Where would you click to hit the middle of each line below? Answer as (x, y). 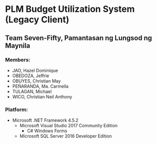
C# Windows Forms (47, 131)
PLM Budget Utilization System (70, 9)
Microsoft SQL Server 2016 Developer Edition (66, 136)
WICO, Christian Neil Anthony (42, 96)
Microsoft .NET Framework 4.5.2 (45, 120)
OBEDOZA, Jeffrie (31, 76)
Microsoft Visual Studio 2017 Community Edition (68, 126)
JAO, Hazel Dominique (35, 70)
